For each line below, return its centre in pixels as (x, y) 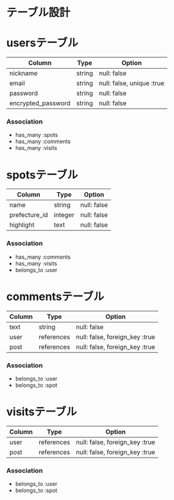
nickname (24, 73)
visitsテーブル (42, 412)
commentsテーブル (55, 296)
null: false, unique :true (131, 84)
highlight (22, 225)
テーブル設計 (38, 13)
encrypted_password (40, 103)
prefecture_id (29, 215)
